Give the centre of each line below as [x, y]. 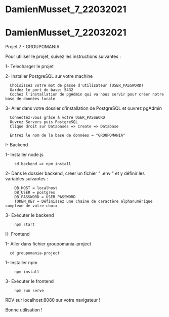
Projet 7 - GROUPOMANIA [32, 47]
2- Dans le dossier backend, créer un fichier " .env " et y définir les [75, 173]
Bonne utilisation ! [24, 310]
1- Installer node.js [25, 155]
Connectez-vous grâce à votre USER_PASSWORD [57, 118]
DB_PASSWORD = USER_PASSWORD [45, 197]
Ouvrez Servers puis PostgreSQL [44, 122]
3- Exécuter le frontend [30, 281]
